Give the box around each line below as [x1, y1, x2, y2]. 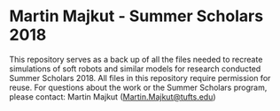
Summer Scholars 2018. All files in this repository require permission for [9, 72, 271, 83]
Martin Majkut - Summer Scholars [9, 6, 264, 26]
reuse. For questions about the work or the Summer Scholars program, [9, 82, 268, 92]
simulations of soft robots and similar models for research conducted [9, 63, 261, 74]
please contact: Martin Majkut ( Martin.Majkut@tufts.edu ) [9, 91, 216, 102]
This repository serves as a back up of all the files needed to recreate [9, 54, 263, 64]
